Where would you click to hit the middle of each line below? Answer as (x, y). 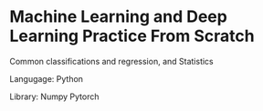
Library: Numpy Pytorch (54, 96)
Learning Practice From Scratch (132, 36)
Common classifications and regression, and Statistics (111, 61)
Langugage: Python (47, 78)
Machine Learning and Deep (119, 17)
